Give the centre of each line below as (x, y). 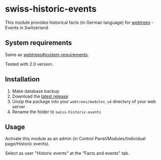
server (18, 107)
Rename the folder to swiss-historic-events (56, 112)
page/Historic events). (27, 144)
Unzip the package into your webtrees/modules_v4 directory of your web (84, 101)
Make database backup (36, 91)
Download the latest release (40, 96)
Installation (22, 80)
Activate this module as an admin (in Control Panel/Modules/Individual (75, 139)
